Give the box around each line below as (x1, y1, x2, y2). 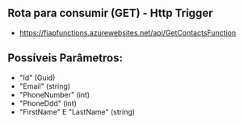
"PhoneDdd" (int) (19, 98, 78, 108)
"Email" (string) (19, 81, 70, 91)
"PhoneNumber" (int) (19, 90, 90, 99)
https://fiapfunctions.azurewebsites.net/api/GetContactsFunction (19, 27, 237, 37)
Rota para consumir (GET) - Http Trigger (7, 6, 213, 20)
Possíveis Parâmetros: (7, 52, 123, 65)
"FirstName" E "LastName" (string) (19, 106, 135, 116)
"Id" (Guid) (19, 73, 56, 82)
